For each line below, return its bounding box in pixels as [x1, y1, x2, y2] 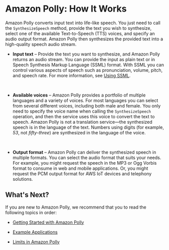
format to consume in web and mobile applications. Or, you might [12, 165, 148, 171]
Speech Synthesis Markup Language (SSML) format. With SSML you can [12, 62, 164, 68]
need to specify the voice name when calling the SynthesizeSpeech [12, 108, 151, 114]
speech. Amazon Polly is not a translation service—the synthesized [12, 119, 153, 125]
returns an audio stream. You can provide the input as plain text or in [12, 56, 155, 62]
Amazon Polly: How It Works [5, 3, 127, 15]
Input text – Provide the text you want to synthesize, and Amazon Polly [12, 51, 160, 57]
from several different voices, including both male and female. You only [12, 103, 161, 109]
